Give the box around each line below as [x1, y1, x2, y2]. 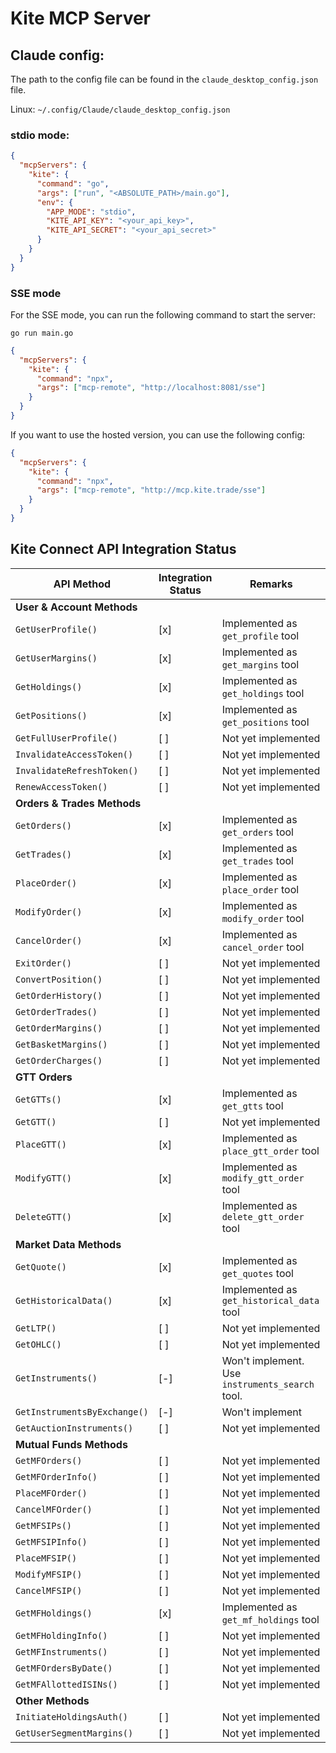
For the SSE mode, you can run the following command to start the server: [10, 308, 317, 321]
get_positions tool [221, 715, 310, 729]
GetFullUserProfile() [15, 732, 118, 744]
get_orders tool [221, 825, 294, 839]
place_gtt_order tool [221, 1143, 320, 1157]
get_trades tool [221, 853, 294, 867]
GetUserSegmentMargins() [15, 1727, 134, 1739]
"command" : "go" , [36, 178, 110, 189]
